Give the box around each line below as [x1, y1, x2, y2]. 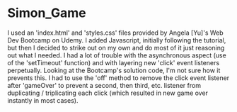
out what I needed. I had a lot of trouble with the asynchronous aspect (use [7, 51, 226, 60]
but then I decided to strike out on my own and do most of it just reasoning [7, 43, 225, 52]
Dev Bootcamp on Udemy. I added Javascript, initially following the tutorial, [7, 35, 226, 44]
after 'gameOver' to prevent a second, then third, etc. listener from [7, 81, 202, 89]
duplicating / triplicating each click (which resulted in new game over [7, 89, 209, 97]
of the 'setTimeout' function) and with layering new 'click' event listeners [7, 58, 220, 67]
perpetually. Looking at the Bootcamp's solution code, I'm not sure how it [7, 66, 221, 74]
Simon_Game [7, 5, 86, 21]
